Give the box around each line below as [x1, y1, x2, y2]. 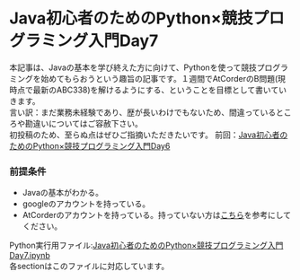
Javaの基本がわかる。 [22, 188, 104, 198]
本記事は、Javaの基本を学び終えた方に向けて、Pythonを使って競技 [9, 62, 258, 73]
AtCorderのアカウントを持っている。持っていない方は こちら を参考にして [22, 210, 292, 221]
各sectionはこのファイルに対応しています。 [9, 261, 170, 272]
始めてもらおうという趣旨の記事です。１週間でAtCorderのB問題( [40, 73, 278, 83]
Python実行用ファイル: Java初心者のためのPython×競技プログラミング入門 [9, 240, 284, 251]
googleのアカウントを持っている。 [22, 198, 151, 209]
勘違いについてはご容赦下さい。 [24, 118, 144, 128]
